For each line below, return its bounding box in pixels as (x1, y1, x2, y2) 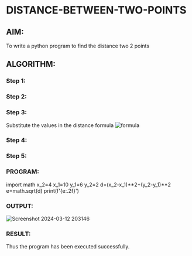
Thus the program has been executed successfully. (6, 243, 130, 250)
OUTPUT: (6, 202, 33, 210)
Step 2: (6, 93, 28, 101)
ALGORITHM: (6, 59, 56, 69)
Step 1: (6, 77, 26, 85)
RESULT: (6, 230, 31, 238)
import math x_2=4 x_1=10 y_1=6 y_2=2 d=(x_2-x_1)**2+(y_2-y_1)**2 (6, 181, 172, 188)
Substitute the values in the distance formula (6, 121, 114, 129)
